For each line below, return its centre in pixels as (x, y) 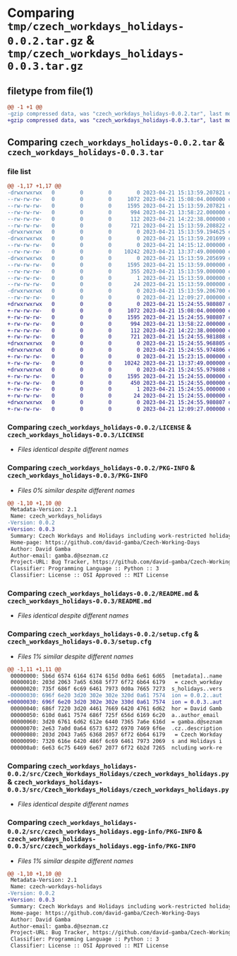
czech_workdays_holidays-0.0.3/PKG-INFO (78, 476)
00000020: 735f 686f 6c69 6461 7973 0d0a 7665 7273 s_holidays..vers (116, 689)
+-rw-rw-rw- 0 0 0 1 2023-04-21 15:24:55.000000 (116, 389)
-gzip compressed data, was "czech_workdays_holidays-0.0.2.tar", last (115, 114)
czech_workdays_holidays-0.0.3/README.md (79, 601)
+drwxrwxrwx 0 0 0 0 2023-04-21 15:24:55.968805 (116, 343)
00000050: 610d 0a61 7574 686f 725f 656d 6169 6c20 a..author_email (115, 715)
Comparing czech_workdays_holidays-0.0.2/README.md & (103, 593)
